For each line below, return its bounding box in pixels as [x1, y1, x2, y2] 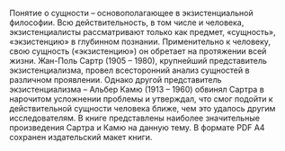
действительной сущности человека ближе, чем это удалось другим [9, 103, 276, 113]
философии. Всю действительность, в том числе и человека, [9, 17, 245, 28]
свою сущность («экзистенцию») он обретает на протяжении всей [9, 46, 267, 57]
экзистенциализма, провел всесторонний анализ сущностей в [9, 65, 250, 75]
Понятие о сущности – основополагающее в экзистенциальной [9, 8, 254, 18]
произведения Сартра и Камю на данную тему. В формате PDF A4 [9, 122, 265, 133]
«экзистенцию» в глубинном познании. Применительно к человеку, [9, 36, 272, 47]
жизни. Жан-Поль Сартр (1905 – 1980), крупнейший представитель [9, 56, 268, 66]
